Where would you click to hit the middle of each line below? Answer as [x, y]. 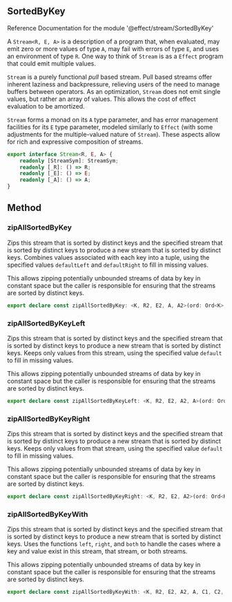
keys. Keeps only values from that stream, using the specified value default [115, 449]
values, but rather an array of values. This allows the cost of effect [101, 99]
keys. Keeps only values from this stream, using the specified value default [115, 352]
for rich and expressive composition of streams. [75, 142]
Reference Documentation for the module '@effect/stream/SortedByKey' [110, 28]
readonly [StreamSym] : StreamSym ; [69, 161]
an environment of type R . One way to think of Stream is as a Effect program [115, 56]
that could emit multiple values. [52, 63]
